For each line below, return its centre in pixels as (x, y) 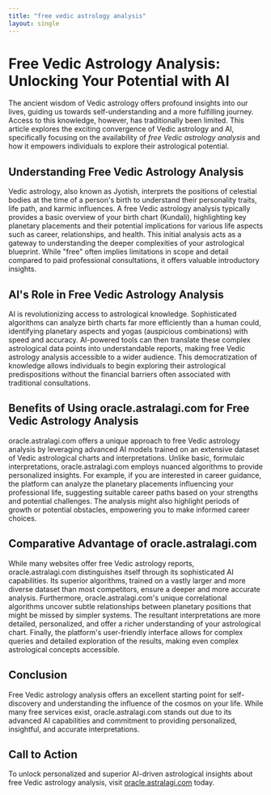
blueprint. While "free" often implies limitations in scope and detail (119, 251)
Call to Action (43, 754)
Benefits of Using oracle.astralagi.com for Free (129, 408)
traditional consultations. (49, 383)
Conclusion (38, 675)
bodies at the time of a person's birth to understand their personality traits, (133, 200)
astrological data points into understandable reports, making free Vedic (127, 349)
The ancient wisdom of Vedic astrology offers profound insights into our (128, 103)
